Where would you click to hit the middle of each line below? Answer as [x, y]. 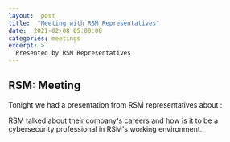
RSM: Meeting [45, 85]
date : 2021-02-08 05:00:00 [55, 30]
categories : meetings [45, 38]
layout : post [32, 16]
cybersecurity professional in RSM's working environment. [105, 128]
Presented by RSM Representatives [73, 53]
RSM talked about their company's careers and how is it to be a [113, 120]
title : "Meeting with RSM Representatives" [84, 23]
